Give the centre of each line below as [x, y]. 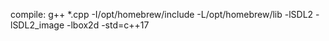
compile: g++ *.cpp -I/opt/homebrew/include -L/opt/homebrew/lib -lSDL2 [162, 14]
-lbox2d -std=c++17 [108, 25]
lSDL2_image [37, 25]
